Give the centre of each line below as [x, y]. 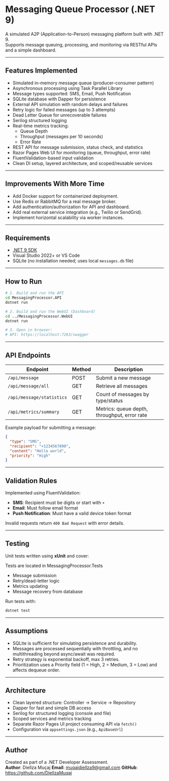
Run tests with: [21, 601]
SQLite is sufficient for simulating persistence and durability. [75, 643]
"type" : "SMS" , [26, 441]
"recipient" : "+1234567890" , [40, 446]
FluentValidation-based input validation [53, 158]
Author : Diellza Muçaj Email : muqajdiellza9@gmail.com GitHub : [72, 767]
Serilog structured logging [39, 120]
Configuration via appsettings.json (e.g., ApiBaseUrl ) [68, 730]
